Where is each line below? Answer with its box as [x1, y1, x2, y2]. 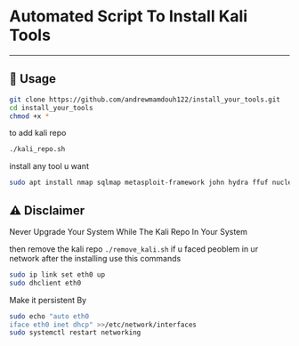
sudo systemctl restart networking [9, 328, 141, 337]
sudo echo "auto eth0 [9, 311, 90, 321]
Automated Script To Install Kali [9, 6, 247, 27]
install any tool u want [9, 161, 89, 172]
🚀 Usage [9, 71, 56, 86]
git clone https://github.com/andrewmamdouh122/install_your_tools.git [9, 95, 280, 104]
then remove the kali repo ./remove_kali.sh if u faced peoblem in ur [9, 243, 259, 254]
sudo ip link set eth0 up [9, 270, 105, 279]
